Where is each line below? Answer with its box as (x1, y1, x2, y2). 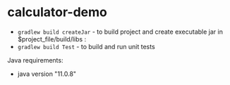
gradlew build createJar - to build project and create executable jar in (17, 27, 224, 36)
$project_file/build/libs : (17, 34, 87, 43)
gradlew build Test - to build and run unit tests (17, 42, 155, 51)
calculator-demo (7, 4, 108, 20)
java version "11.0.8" (17, 70, 76, 78)
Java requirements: (7, 55, 63, 64)
